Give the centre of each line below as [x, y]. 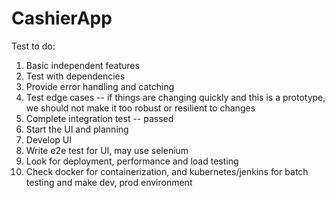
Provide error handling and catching [100, 86]
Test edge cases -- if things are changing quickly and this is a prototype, [175, 97]
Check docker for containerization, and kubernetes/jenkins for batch [167, 171]
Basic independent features [82, 65]
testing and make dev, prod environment [109, 182]
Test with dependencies [75, 76]
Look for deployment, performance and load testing [132, 161]
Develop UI [49, 139]
